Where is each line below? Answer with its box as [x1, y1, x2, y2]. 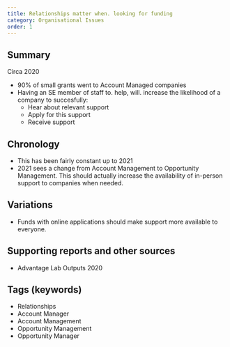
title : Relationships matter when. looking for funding [7, 10, 173, 17]
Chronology [7, 138, 60, 150]
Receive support [27, 118, 75, 126]
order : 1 [7, 23, 33, 30]
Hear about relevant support [27, 103, 109, 111]
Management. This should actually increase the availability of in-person [17, 171, 223, 180]
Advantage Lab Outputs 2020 [17, 263, 103, 272]
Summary [7, 49, 51, 61]
